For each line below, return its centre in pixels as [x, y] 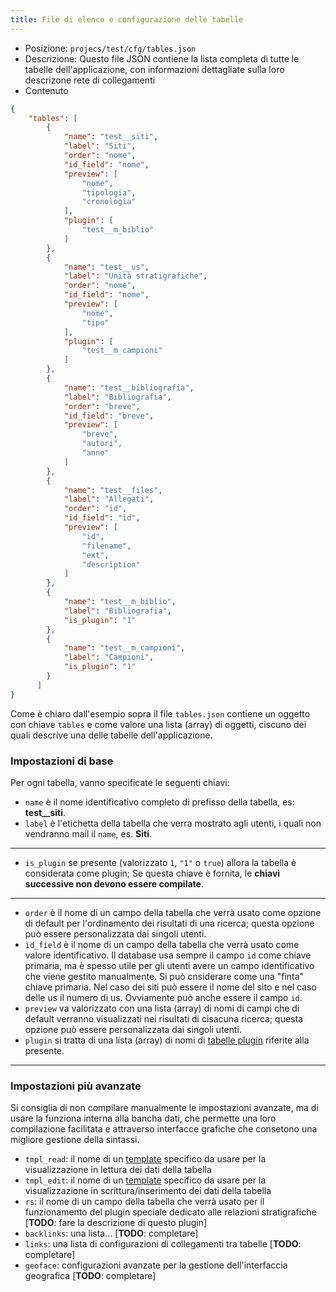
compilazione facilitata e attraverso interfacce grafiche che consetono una [164, 1129]
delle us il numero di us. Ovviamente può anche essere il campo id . [163, 997]
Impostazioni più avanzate [76, 1086]
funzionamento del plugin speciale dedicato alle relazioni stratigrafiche [170, 1212]
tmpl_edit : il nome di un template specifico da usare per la [145, 1180]
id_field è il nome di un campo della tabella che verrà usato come [162, 944]
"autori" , [102, 444]
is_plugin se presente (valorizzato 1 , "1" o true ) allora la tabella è [160, 862]
